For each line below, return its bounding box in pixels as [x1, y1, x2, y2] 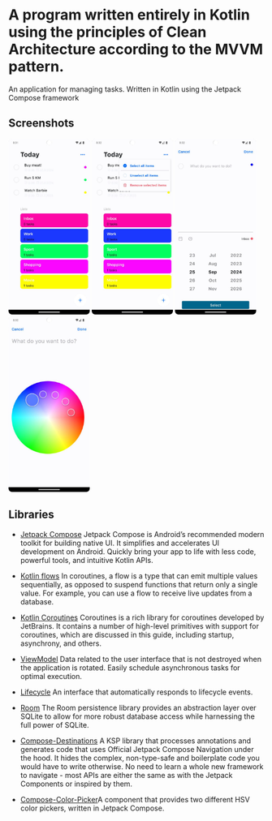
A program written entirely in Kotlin [8, 6, 250, 24]
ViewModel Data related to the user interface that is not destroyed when [19, 654, 262, 664]
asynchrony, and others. [19, 638, 101, 648]
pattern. [8, 58, 65, 76]
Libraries [8, 508, 54, 522]
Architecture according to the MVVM [8, 41, 264, 58]
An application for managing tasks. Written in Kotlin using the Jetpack [8, 84, 242, 94]
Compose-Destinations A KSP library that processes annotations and [19, 736, 252, 746]
